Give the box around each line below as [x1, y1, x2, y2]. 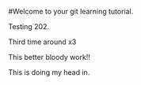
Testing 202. [8, 22, 50, 31]
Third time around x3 [8, 37, 77, 46]
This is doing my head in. [8, 68, 90, 77]
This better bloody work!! [8, 53, 91, 61]
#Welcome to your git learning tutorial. [8, 7, 134, 16]
